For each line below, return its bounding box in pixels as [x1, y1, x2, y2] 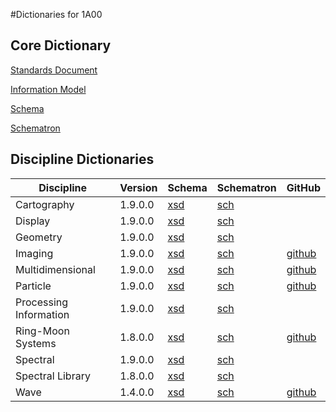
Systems [15, 336, 57, 350]
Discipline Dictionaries [10, 151, 155, 168]
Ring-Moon [15, 324, 70, 338]
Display [15, 214, 51, 228]
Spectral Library [15, 369, 91, 383]
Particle [15, 279, 52, 293]
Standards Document [10, 64, 98, 76]
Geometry [15, 230, 63, 244]
